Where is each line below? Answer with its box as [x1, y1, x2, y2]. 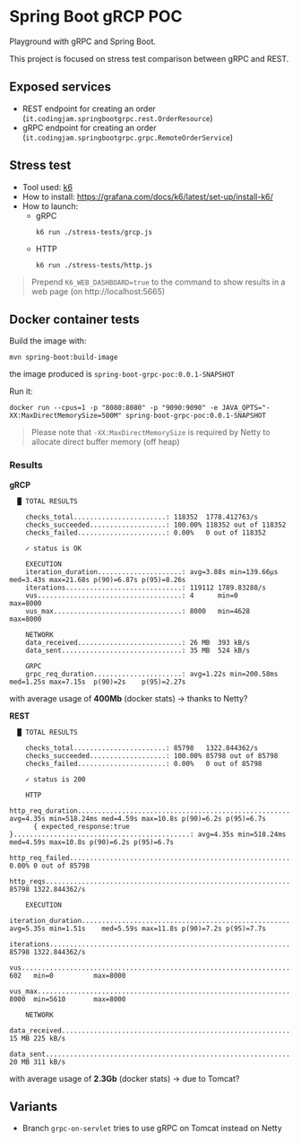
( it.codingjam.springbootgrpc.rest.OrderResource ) [21, 112, 213, 123]
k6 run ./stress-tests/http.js [35, 260, 153, 270]
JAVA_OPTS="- [221, 404, 271, 413]
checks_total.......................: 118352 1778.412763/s [25, 512, 258, 521]
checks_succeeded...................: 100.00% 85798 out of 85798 [25, 751, 279, 760]
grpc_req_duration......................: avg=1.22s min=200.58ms [25, 669, 279, 678]
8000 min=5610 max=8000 [9, 994, 126, 1004]
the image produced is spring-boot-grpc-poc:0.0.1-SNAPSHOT [9, 369, 235, 379]
